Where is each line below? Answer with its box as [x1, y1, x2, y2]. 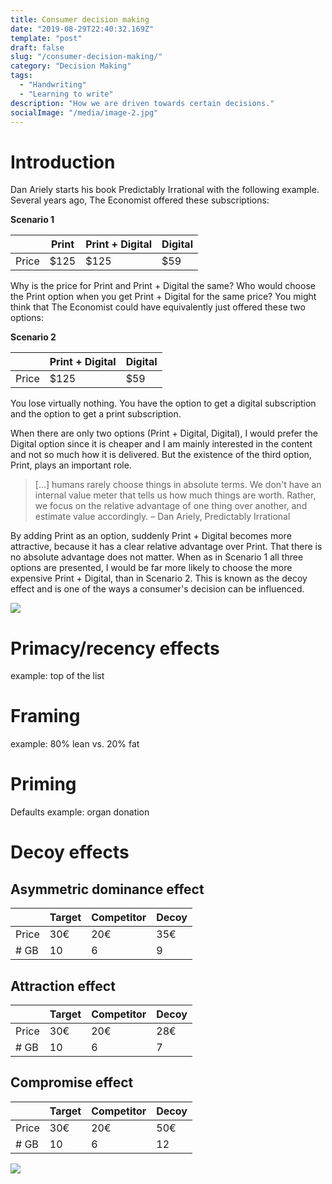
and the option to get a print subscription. [10, 408, 182, 420]
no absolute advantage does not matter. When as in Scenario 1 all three [10, 551, 304, 563]
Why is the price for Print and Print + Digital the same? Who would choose [10, 280, 316, 292]
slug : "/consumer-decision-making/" [10, 52, 163, 62]
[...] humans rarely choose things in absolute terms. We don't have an [34, 479, 322, 491]
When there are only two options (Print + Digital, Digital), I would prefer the [10, 427, 318, 440]
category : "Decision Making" [10, 61, 132, 71]
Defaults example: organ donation [10, 806, 150, 818]
